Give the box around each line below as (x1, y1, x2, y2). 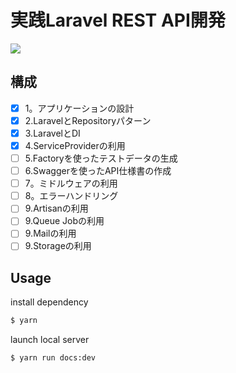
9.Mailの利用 (24, 227, 77, 240)
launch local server (10, 334, 90, 346)
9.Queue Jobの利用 (24, 215, 105, 227)
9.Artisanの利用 (24, 202, 89, 215)
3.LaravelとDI (24, 127, 81, 139)
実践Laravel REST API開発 (10, 9, 226, 32)
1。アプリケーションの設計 (24, 102, 135, 114)
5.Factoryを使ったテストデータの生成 (24, 152, 178, 164)
